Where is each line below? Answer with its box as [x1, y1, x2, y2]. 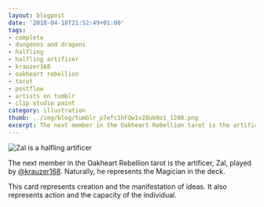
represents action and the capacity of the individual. [8, 190, 177, 199]
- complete [8, 33, 44, 42]
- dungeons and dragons [8, 41, 86, 49]
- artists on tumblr [8, 92, 76, 100]
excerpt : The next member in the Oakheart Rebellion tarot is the [8, 121, 230, 129]
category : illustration [8, 107, 86, 115]
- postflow [8, 84, 44, 93]
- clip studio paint [8, 99, 76, 107]
